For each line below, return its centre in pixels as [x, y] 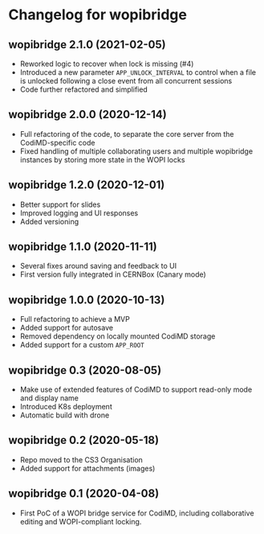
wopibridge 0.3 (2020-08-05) [85, 370]
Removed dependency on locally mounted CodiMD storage [118, 336]
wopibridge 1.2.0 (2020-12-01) [87, 185]
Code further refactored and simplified [84, 89]
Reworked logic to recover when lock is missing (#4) [107, 64]
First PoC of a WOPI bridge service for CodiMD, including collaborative [137, 513]
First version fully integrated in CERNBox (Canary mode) [113, 274]
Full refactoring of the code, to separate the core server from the [127, 133]
